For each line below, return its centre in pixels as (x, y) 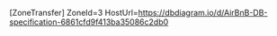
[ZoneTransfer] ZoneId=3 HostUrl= (74, 13)
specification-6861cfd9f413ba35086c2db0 (89, 22)
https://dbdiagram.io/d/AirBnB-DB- (203, 13)
